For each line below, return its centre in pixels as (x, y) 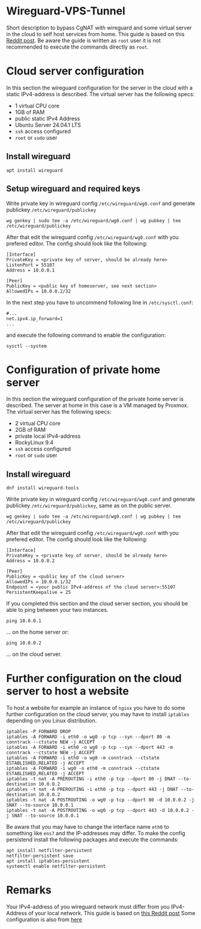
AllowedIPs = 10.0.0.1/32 (38, 582)
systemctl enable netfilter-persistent (56, 867)
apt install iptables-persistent (48, 861)
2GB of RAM (30, 430)
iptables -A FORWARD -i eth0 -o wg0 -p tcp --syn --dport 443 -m (89, 748)
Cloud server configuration (75, 71)
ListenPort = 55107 (31, 265)
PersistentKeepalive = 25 (38, 593)
